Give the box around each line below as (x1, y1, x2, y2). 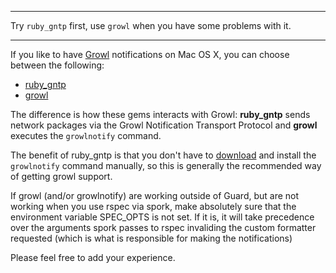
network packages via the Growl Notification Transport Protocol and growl (10, 119, 318, 131)
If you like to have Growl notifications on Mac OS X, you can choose (10, 49, 290, 60)
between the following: (10, 59, 105, 71)
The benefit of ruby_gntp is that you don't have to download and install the (10, 149, 317, 161)
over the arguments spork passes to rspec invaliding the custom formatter (10, 222, 317, 233)
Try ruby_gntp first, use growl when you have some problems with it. (10, 20, 292, 31)
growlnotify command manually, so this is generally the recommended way (10, 160, 322, 171)
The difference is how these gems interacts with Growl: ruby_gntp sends (10, 109, 311, 120)
